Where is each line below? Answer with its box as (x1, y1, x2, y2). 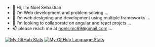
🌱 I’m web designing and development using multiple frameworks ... (12, 15, 151, 20)
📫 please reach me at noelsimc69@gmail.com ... (12, 26, 113, 31)
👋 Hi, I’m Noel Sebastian (12, 5, 62, 10)
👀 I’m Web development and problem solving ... (12, 10, 109, 16)
